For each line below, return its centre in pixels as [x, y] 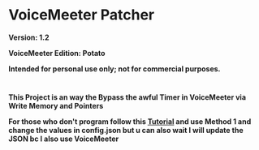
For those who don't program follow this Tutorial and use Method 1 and [130, 122]
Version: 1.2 [29, 37]
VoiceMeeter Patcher [82, 15]
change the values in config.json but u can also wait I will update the [126, 131]
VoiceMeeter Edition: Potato [57, 53]
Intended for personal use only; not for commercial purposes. [114, 69]
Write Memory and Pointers [56, 106]
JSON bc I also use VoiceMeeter [64, 139]
